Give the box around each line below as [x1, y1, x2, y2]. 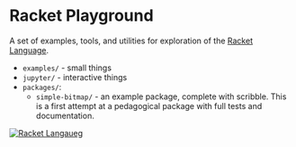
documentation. [35, 110, 94, 121]
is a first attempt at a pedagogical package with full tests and [35, 100, 263, 111]
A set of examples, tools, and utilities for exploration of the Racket [9, 35, 254, 46]
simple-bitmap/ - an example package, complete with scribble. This [35, 91, 287, 102]
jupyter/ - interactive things [22, 71, 128, 82]
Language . [9, 44, 49, 55]
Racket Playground [9, 5, 155, 26]
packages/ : [22, 81, 62, 92]
